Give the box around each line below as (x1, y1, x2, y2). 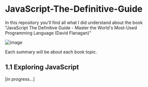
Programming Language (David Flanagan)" (5, 30, 92, 36)
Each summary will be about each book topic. (5, 49, 97, 55)
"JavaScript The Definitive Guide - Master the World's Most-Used (5, 24, 137, 30)
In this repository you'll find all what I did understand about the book (5, 20, 143, 25)
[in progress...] (5, 76, 35, 82)
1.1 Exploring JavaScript (5, 63, 79, 71)
